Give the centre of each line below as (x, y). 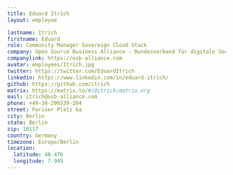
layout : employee (32, 20)
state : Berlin (28, 122)
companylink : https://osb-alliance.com (65, 58)
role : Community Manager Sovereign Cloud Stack (77, 46)
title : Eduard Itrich (38, 13)
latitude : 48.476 (38, 155)
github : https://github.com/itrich (59, 84)
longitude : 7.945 (38, 161)
